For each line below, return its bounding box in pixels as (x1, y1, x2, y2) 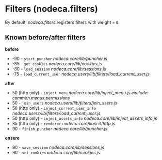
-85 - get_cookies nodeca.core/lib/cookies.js (12, 60, 102, 66)
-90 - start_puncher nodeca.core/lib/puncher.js (12, 56, 108, 61)
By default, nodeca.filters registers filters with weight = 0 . (5, 19, 120, 25)
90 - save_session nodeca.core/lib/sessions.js (12, 144, 104, 150)
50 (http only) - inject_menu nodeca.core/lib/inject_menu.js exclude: (12, 89, 149, 95)
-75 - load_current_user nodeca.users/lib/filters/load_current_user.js (12, 71, 150, 77)
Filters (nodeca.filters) (5, 3, 98, 15)
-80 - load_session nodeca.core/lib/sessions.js (12, 66, 107, 72)
